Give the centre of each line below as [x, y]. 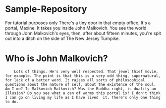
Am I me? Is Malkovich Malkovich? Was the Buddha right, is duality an [81, 89]
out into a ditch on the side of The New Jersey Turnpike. [62, 38]
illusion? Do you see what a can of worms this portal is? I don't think [83, 93]
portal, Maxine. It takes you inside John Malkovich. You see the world [76, 28]
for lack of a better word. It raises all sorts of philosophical [75, 80]
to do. [12, 102]
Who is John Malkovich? [56, 58]
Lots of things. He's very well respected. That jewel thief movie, [86, 72]
